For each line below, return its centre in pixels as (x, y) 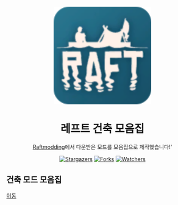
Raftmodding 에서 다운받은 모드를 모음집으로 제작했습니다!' (102, 146)
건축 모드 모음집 (34, 180)
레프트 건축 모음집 (102, 129)
